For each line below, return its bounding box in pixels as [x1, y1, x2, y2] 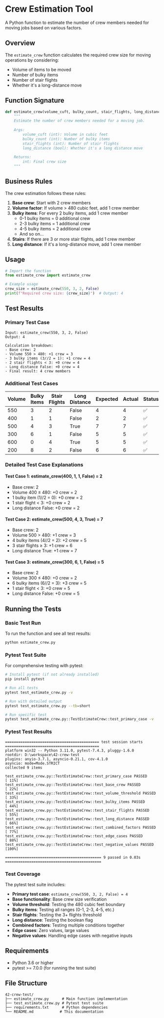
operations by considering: [5, 57, 60, 63]
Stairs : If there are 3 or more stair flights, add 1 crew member [12, 236, 136, 242]
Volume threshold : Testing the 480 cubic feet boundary [12, 901, 125, 907]
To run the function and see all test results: [5, 630, 91, 636]
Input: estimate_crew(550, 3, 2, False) [5, 330, 89, 335]
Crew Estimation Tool [5, 3, 94, 15]
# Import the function [5, 268, 51, 273]
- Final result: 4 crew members [5, 368, 71, 373]
